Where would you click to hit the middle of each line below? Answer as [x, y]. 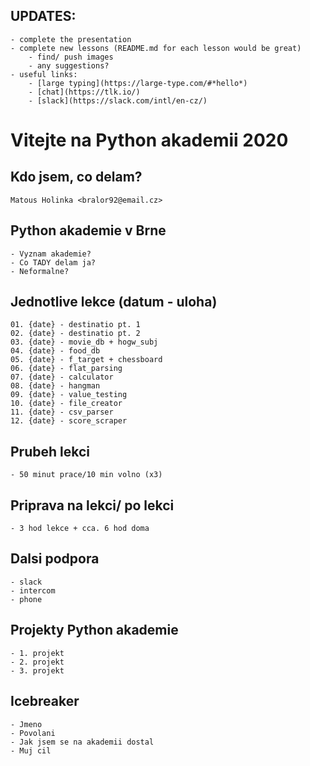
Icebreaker [45, 701]
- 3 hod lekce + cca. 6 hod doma [80, 529]
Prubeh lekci [50, 451]
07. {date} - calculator [62, 377]
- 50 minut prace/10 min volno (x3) [86, 475]
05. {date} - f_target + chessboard [86, 360]
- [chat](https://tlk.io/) [84, 92]
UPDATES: [43, 16]
